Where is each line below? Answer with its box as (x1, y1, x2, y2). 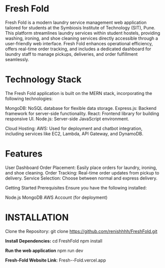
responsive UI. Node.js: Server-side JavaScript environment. (5, 115, 129, 122)
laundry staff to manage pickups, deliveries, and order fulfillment (5, 51, 138, 57)
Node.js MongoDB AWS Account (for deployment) (5, 194, 108, 200)
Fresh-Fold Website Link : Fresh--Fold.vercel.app (5, 257, 106, 263)
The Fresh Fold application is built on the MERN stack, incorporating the (5, 90, 153, 96)
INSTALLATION (5, 212, 69, 223)
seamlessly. (5, 56, 29, 62)
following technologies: (5, 95, 53, 101)
